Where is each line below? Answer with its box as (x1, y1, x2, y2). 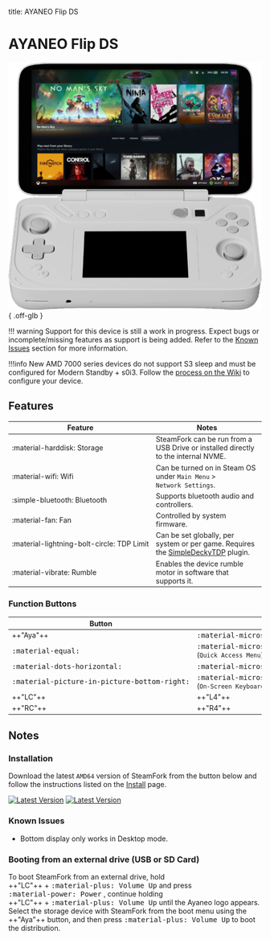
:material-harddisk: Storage (11, 443, 104, 453)
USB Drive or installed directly (155, 443, 255, 453)
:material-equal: (11, 646, 80, 655)
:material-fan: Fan (11, 515, 72, 525)
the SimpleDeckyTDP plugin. (155, 547, 251, 557)
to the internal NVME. (155, 452, 227, 461)
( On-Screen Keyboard (196, 681, 265, 691)
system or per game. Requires (155, 539, 256, 549)
